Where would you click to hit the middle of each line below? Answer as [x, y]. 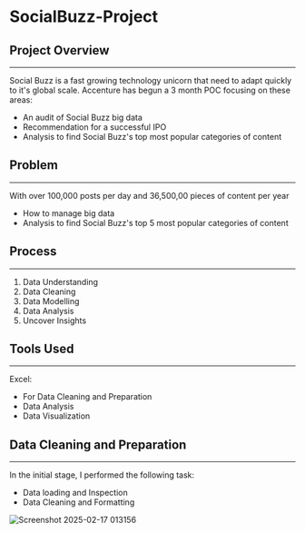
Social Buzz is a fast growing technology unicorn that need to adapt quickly [151, 80]
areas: [21, 100]
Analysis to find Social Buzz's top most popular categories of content [152, 137]
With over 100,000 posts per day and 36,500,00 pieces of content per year [149, 195]
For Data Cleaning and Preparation [87, 397]
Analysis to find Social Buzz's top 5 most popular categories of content [155, 222]
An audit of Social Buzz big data [83, 117]
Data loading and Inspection [75, 493]
